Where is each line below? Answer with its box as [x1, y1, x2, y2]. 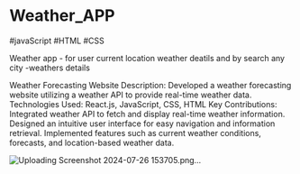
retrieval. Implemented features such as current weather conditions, [9, 127, 261, 138]
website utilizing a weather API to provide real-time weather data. [9, 89, 252, 100]
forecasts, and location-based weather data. [9, 137, 175, 148]
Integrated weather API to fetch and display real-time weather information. [9, 108, 286, 119]
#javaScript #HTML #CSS [9, 35, 105, 46]
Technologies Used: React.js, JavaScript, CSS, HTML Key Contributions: [9, 98, 277, 109]
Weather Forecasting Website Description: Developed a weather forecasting [9, 79, 292, 90]
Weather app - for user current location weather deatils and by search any [9, 52, 286, 63]
